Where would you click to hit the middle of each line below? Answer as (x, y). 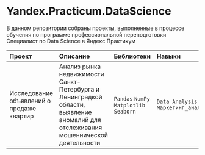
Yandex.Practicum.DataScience (89, 11)
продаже (23, 108)
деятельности (80, 143)
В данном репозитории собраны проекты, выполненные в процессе (95, 28)
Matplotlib (129, 105)
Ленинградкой (81, 97)
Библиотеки (132, 56)
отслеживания (81, 128)
